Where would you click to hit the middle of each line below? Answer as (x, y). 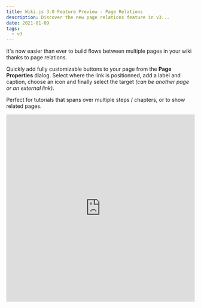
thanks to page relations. (37, 58)
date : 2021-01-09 (28, 23)
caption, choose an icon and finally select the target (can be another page (98, 82)
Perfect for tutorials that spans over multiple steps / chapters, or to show (96, 100)
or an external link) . (31, 88)
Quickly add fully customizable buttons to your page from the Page (89, 69)
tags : (13, 28)
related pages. (24, 106)
